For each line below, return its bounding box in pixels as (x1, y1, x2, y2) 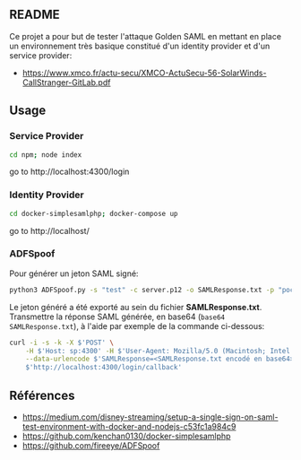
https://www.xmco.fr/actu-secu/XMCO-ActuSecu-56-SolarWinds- (21, 67, 267, 78)
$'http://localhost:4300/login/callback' (25, 363, 182, 372)
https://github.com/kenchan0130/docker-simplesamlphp (21, 430, 231, 442)
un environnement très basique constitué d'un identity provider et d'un (9, 40, 271, 51)
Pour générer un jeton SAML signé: (9, 268, 139, 279)
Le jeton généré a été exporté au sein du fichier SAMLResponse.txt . (9, 301, 262, 312)
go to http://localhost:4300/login (9, 166, 130, 178)
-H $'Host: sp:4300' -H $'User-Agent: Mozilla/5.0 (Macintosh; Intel (25, 346, 291, 355)
